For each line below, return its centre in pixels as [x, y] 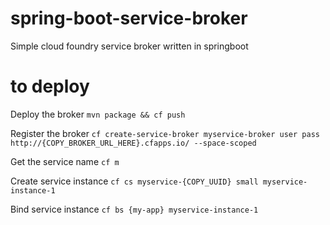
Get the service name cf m [65, 161]
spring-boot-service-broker [129, 18]
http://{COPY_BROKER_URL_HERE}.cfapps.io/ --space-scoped [133, 143]
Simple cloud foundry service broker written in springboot [129, 46]
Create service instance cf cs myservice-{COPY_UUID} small [134, 181]
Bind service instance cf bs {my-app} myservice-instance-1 [134, 209]
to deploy [50, 86]
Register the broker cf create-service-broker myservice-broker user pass [165, 133]
